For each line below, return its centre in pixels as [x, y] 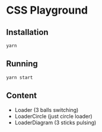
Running [22, 64]
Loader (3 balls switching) [47, 110]
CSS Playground [47, 10]
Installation [27, 32]
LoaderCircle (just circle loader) [54, 116]
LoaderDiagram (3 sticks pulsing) [55, 123]
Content [22, 96]
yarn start [20, 78]
